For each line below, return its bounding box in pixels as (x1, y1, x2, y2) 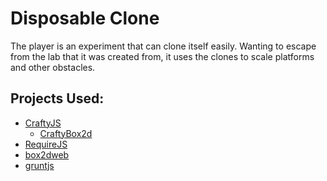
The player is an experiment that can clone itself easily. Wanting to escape (10, 40, 317, 52)
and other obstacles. (10, 61, 96, 73)
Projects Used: (10, 90, 105, 107)
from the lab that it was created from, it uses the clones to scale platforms (10, 50, 315, 62)
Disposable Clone (10, 7, 160, 30)
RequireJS (24, 138, 68, 150)
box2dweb (24, 148, 70, 161)
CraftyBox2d (39, 127, 93, 139)
